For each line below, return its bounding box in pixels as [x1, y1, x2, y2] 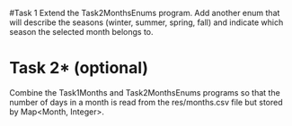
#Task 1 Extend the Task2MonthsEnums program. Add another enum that [9, 8, 280, 18]
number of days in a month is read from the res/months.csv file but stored [9, 97, 283, 107]
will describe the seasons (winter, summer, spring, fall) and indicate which [9, 17, 284, 28]
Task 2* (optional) [9, 58, 149, 79]
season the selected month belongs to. [9, 27, 155, 37]
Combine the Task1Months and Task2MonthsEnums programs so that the [9, 87, 280, 97]
